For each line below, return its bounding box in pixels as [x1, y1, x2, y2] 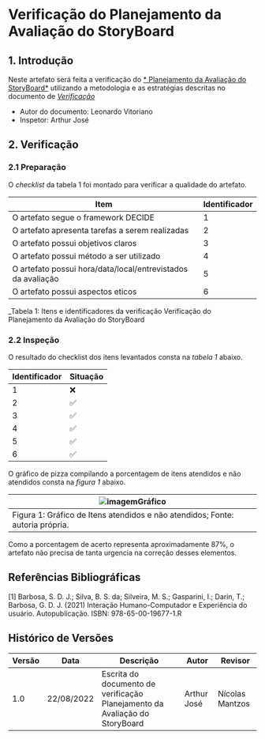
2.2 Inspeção [8, 334, 60, 345]
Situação [69, 371, 104, 382]
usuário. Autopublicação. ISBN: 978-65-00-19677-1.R [8, 609, 182, 618]
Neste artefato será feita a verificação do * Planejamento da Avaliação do [8, 75, 247, 84]
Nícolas [218, 688, 246, 699]
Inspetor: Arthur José [19, 115, 89, 124]
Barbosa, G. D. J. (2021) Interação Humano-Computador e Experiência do [8, 600, 248, 609]
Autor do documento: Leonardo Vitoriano [19, 107, 154, 116]
